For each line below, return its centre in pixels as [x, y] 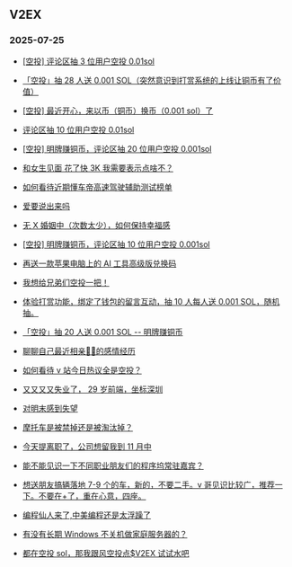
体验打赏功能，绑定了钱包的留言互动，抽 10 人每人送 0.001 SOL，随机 [151, 301]
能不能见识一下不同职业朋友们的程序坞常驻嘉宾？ [113, 465]
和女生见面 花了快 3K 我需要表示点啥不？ [97, 168]
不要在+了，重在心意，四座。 [92, 496]
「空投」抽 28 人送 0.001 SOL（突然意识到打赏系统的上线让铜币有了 [148, 80]
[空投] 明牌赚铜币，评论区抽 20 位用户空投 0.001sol [117, 148]
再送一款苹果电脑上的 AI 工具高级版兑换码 [99, 263]
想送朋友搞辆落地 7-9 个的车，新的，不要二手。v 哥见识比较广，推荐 [149, 484]
